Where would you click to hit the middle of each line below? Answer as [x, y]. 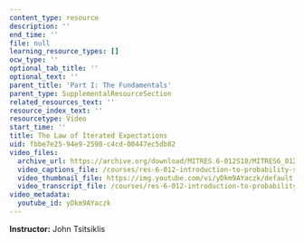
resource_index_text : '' [56, 111]
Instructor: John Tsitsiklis [57, 228]
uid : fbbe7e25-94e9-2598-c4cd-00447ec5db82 [93, 144]
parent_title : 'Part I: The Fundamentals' [90, 85]
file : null [30, 43]
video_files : [34, 152]
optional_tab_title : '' [54, 69]
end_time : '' [34, 34]
